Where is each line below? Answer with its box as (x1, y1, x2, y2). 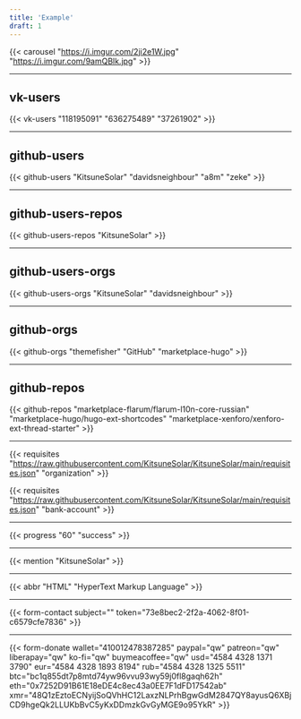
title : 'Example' (9, 13, 74, 22)
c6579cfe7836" (9, 617, 67, 628)
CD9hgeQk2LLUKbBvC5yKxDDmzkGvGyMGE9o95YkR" (9, 699, 217, 710)
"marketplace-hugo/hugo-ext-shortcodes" (9, 414, 168, 424)
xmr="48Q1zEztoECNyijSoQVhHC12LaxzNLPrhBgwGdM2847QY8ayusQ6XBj (9, 690, 292, 701)
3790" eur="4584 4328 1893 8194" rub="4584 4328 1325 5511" (9, 662, 246, 672)
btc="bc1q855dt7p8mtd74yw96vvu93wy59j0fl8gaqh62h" (9, 671, 223, 681)
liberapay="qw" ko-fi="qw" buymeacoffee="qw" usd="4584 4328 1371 (9, 652, 273, 663)
